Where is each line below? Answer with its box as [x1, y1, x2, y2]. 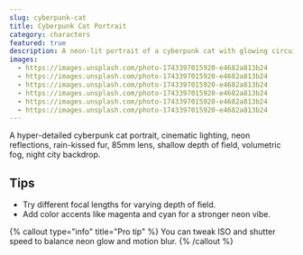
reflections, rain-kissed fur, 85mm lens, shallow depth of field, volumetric [9, 140, 281, 150]
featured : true [9, 38, 67, 48]
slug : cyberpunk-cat [9, 13, 87, 23]
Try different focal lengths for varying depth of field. [22, 199, 216, 210]
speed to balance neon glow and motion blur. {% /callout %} [9, 236, 234, 247]
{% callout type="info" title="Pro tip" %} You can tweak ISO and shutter [9, 226, 277, 237]
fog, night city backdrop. [9, 150, 101, 160]
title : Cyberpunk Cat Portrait [9, 22, 127, 31]
